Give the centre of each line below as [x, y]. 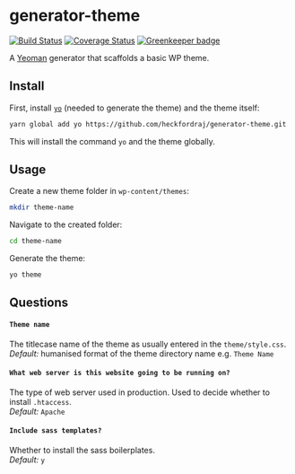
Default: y [27, 460]
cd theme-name [36, 241]
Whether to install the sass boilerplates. [82, 451]
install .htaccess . [40, 401]
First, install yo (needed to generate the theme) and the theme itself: [134, 108]
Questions [39, 303]
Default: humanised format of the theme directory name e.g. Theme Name [142, 353]
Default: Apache [37, 411]
